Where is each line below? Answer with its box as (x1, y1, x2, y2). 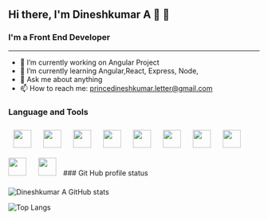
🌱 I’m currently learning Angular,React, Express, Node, (19, 65, 199, 76)
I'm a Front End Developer (8, 32, 110, 43)
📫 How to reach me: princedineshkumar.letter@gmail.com (19, 83, 213, 92)
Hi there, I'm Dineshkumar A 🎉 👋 (8, 8, 170, 22)
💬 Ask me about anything (19, 74, 103, 84)
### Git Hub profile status (62, 168, 149, 178)
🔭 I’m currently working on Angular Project (19, 57, 160, 67)
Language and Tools (8, 106, 89, 117)
